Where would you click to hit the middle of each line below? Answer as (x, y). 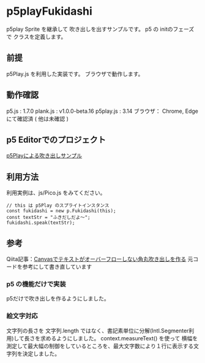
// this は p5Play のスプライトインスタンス (58, 206)
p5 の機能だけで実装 (36, 284)
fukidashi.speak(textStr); (41, 223)
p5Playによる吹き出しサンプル (44, 156)
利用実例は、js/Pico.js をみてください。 (56, 193)
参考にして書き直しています (57, 267)
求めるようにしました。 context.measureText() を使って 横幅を (119, 338)
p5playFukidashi (50, 11)
